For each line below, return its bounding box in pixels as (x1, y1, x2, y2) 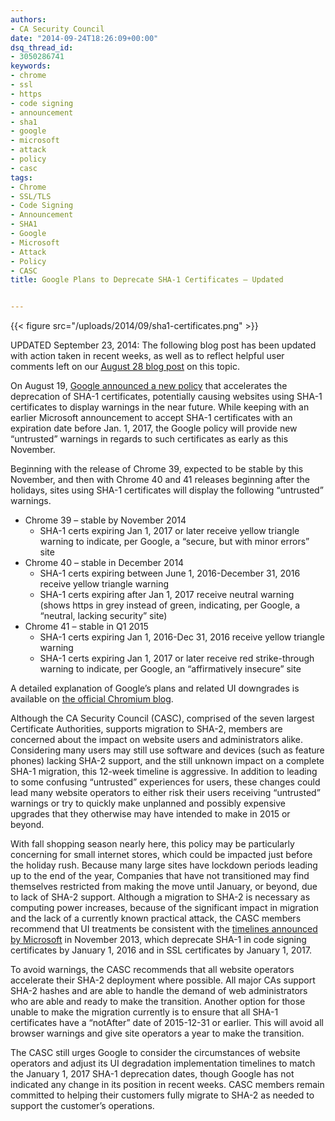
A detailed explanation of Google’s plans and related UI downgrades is (10, 682, 300, 695)
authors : (10, 14, 47, 25)
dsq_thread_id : (10, 42, 74, 53)
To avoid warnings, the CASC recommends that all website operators (10, 964, 295, 976)
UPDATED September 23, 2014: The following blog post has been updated (10, 339, 317, 351)
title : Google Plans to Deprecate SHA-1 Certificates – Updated (10, 275, 284, 285)
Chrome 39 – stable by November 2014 (24, 514, 187, 526)
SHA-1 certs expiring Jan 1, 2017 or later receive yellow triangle (39, 525, 300, 537)
